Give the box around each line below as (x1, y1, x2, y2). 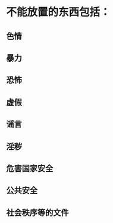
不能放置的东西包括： (6, 5, 111, 19)
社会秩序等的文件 (6, 208, 69, 218)
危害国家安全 (6, 163, 54, 173)
